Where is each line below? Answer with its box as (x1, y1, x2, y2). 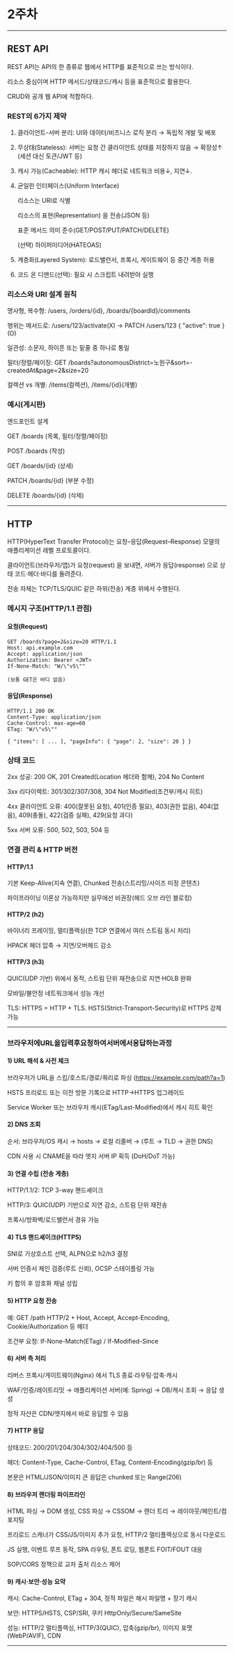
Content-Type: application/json (7, 714, 101, 721)
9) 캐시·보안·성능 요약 (7, 1577, 66, 1585)
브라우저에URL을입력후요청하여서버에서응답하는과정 (7, 1038, 173, 1047)
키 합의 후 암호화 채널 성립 (7, 1279, 78, 1288)
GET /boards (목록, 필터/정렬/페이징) (7, 431, 108, 440)
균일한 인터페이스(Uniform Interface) (17, 182, 120, 190)
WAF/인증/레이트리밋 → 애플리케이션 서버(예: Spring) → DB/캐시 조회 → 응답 (7, 1385, 217, 1394)
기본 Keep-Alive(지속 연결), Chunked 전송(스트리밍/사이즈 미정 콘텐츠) (7, 879, 200, 887)
